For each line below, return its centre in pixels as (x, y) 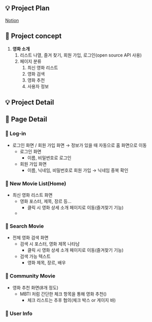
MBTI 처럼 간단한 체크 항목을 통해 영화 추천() (63, 294)
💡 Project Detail (30, 102)
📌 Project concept (33, 36)
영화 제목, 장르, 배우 (47, 263)
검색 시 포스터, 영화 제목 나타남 (50, 244)
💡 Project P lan (27, 8)
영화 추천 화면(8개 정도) (35, 287)
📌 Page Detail (26, 119)
